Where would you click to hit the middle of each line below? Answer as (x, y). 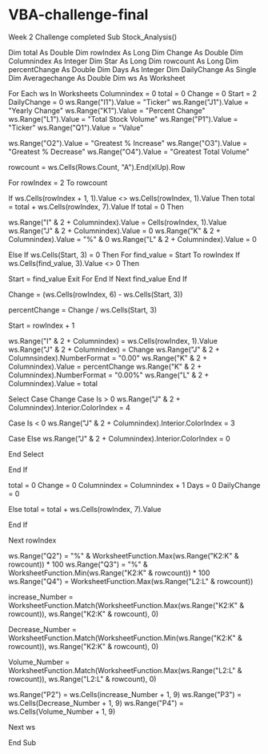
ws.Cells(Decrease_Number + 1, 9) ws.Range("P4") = (96, 703)
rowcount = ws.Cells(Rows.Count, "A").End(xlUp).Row (97, 167)
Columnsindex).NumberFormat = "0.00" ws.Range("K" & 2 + (108, 357)
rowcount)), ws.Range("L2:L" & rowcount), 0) (82, 679)
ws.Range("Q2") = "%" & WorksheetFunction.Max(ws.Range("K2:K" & (124, 555)
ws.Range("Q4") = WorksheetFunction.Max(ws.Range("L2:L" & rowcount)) (131, 581)
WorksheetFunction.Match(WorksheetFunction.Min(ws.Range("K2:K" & (125, 638)
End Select (26, 454)
